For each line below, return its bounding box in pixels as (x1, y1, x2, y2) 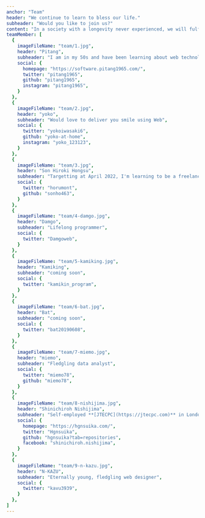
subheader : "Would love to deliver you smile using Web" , (17, 117, 168, 123)
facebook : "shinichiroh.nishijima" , (22, 440, 116, 446)
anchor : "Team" (6, 9, 45, 15)
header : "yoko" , (17, 111, 59, 117)
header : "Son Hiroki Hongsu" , (17, 168, 95, 174)
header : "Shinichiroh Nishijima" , (17, 406, 105, 412)
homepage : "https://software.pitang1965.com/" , (22, 65, 146, 72)
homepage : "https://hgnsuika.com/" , (22, 423, 116, 429)
